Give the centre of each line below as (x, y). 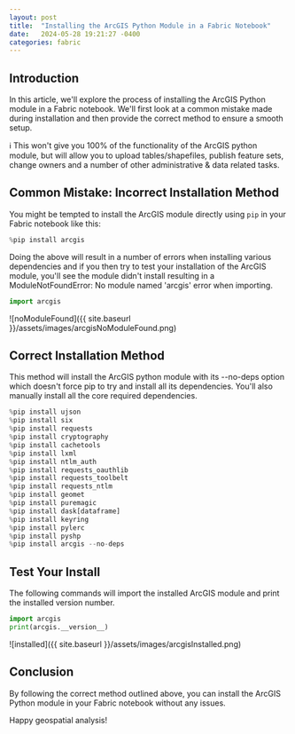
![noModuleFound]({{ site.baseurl (70, 318)
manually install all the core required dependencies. (103, 396)
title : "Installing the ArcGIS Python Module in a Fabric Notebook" (140, 26)
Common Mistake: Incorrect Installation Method (144, 193)
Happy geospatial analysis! (58, 720)
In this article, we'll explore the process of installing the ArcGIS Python (137, 99)
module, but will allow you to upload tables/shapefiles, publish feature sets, (147, 155)
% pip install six (41, 421)
